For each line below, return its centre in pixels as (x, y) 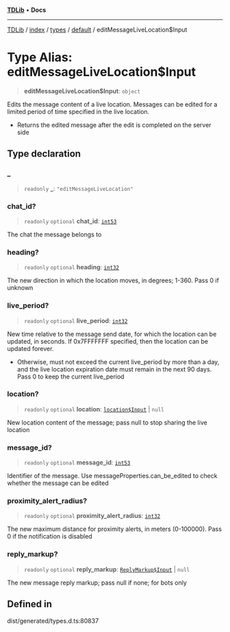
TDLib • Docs (27, 10)
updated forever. (30, 348)
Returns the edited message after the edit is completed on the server (114, 125)
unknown (20, 288)
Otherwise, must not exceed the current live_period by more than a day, (118, 362)
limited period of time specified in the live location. (78, 111)
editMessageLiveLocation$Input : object (82, 91)
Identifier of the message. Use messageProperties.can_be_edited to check (112, 476)
